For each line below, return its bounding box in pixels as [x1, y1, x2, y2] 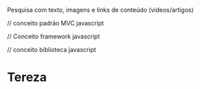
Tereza [7, 70, 47, 85]
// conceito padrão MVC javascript [7, 19, 104, 27]
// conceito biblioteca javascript [7, 46, 97, 53]
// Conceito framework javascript [7, 32, 101, 40]
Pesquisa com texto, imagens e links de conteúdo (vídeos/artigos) [7, 6, 194, 14]
